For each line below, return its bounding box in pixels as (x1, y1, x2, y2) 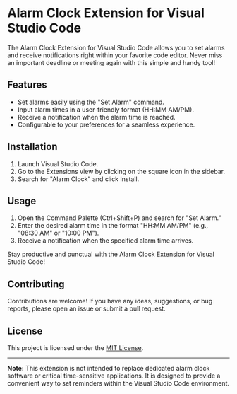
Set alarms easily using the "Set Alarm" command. (17, 98, 164, 106)
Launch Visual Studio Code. (17, 159, 99, 168)
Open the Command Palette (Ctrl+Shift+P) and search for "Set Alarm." (17, 214, 221, 222)
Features (7, 79, 47, 91)
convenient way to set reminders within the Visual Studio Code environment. (7, 379, 230, 387)
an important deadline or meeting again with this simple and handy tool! (7, 58, 216, 66)
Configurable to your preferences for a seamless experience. (17, 120, 195, 129)
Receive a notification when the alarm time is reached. (17, 112, 176, 121)
